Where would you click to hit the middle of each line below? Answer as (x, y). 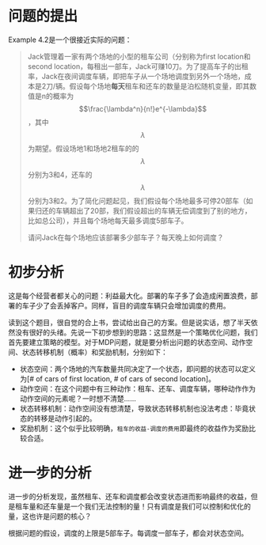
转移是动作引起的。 (65, 418)
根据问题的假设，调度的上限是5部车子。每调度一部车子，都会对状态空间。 (128, 533)
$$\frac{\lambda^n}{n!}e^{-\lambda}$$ (143, 108)
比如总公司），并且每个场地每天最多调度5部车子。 (108, 220)
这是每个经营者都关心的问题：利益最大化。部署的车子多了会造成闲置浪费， (129, 295)
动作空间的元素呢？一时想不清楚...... (78, 398)
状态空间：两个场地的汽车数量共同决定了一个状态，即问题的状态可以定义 (137, 369)
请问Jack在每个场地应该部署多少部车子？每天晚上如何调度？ (125, 237)
